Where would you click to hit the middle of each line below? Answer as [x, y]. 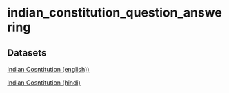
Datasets [27, 53]
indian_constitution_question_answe [115, 13]
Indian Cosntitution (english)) [48, 69]
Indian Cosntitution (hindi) [44, 83]
